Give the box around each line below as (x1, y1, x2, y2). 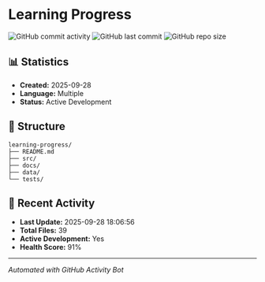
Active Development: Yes (19, 234, 105, 243)
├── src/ (8, 154, 37, 162)
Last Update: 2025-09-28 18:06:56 (19, 217, 136, 227)
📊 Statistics (8, 55, 69, 69)
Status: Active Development (19, 97, 112, 106)
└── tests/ (8, 175, 44, 183)
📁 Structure (8, 120, 65, 133)
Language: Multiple (19, 88, 84, 98)
